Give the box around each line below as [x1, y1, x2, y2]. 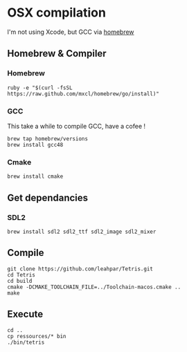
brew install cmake [7, 173, 64, 180]
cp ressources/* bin [7, 333, 67, 340]
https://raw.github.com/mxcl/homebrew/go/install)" [7, 90, 159, 98]
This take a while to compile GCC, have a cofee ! [7, 122, 146, 130]
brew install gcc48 [7, 141, 64, 148]
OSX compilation [7, 5, 106, 21]
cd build [7, 277, 33, 284]
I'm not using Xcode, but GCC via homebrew [7, 28, 134, 36]
